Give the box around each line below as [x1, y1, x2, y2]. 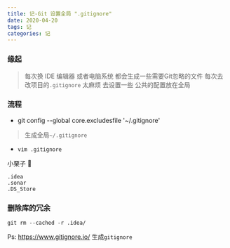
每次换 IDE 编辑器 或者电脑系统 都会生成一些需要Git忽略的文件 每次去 [24, 72, 224, 80]
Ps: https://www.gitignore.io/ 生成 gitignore [7, 233, 133, 241]
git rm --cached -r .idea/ [7, 219, 86, 227]
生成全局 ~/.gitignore [24, 131, 88, 139]
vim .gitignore [17, 145, 62, 153]
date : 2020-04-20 [7, 17, 58, 24]
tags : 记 [7, 23, 32, 30]
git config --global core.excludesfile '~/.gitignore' [17, 116, 161, 124]
